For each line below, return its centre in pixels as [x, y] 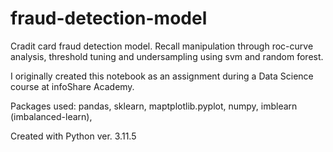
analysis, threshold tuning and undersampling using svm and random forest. [167, 56]
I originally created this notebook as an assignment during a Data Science [162, 76]
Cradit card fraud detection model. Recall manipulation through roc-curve [162, 46]
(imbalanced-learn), [51, 116]
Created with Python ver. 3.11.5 [73, 136]
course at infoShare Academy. [72, 86]
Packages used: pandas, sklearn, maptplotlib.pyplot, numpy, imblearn [154, 106]
